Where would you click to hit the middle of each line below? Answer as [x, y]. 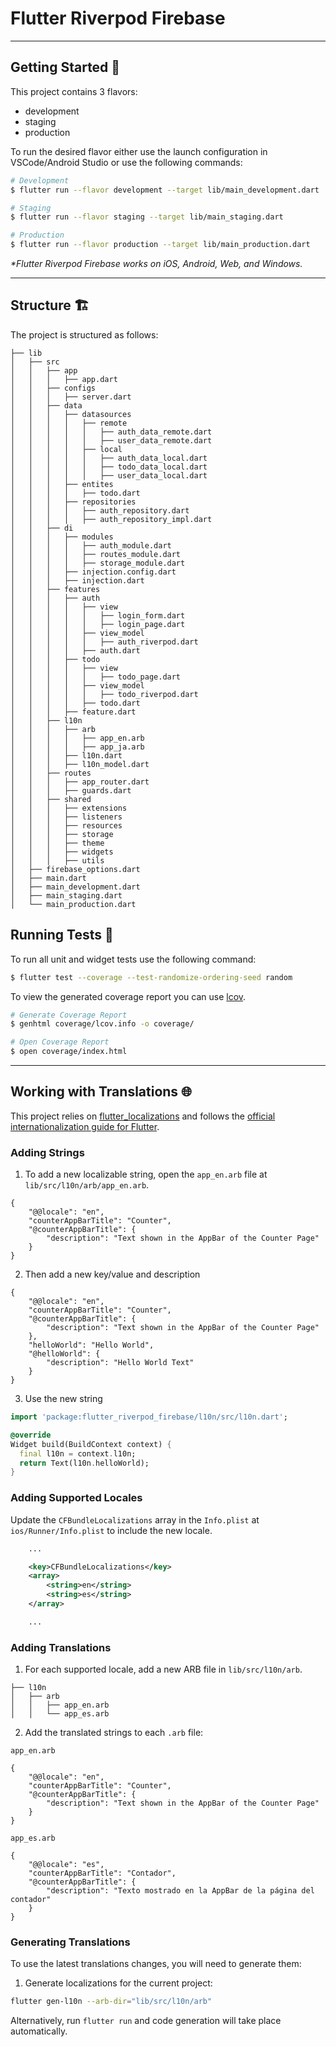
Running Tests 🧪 [62, 935]
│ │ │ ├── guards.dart [71, 790]
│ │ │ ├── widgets [62, 852]
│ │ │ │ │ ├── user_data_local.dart [109, 475]
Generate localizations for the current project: [118, 1983]
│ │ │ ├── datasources [71, 414]
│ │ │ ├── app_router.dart [80, 782]
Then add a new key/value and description [112, 1274]
